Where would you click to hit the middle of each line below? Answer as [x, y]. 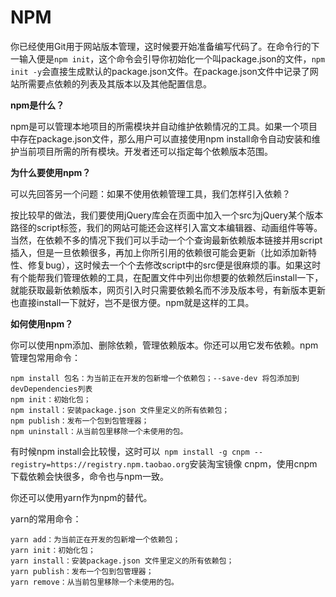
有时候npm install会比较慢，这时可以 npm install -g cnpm [130, 451]
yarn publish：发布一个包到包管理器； [82, 571]
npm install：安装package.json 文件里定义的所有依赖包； [120, 410]
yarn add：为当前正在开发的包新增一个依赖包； [95, 539]
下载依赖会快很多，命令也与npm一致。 [90, 476]
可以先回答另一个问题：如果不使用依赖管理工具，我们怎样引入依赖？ [150, 193]
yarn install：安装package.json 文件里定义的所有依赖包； [122, 561]
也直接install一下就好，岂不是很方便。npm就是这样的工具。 [132, 302]
